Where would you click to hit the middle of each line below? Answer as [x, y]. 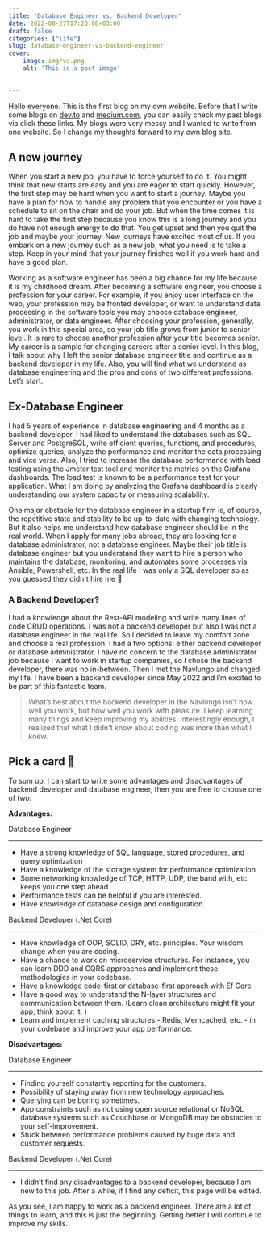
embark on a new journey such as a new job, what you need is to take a [127, 245]
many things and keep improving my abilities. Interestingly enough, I [141, 719]
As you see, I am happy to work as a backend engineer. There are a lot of [130, 1207]
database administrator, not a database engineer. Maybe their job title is [128, 544]
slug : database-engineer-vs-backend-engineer [86, 46]
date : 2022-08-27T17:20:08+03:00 [65, 23]
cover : [19, 53]
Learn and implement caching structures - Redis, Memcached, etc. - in [138, 1020]
